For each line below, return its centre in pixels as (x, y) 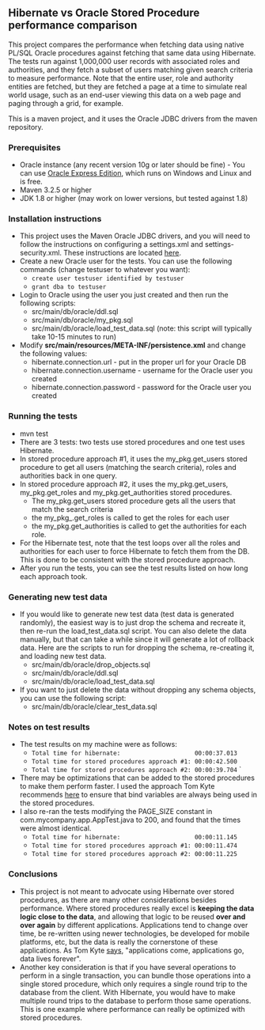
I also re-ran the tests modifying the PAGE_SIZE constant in (116, 812)
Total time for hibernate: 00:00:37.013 (134, 754)
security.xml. (40, 253)
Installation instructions (55, 219)
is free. (31, 182)
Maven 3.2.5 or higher (56, 190)
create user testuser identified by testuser (108, 279)
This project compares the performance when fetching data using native (126, 44)
